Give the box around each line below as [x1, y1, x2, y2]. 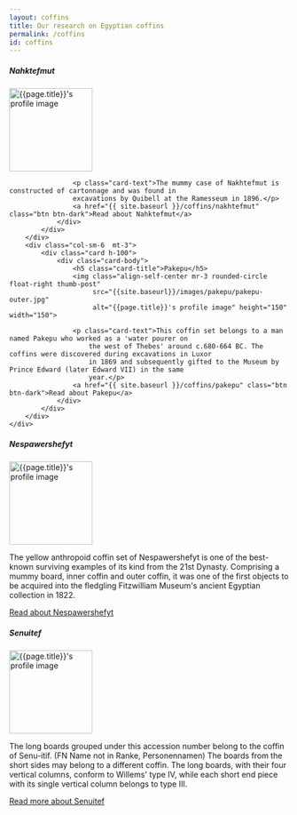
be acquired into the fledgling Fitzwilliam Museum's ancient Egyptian [9, 580, 261, 591]
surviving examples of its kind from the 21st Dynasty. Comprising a [35, 562, 280, 572]
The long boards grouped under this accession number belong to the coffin [9, 741, 285, 752]
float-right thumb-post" [9, 280, 101, 289]
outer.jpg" [9, 295, 50, 305]
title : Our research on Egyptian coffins [9, 21, 165, 30]
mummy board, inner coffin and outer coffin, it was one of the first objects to [9, 571, 289, 582]
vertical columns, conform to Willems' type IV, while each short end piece [9, 770, 278, 780]
